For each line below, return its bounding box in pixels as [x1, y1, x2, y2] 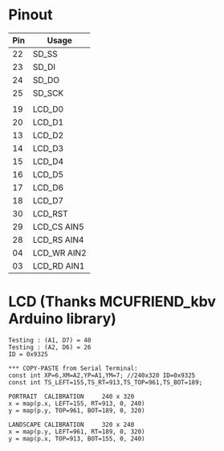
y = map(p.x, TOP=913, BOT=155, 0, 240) [8, 434, 146, 443]
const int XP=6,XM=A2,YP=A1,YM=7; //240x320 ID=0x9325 [8, 371, 196, 379]
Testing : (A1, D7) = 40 [8, 336, 92, 344]
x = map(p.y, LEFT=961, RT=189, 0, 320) [8, 428, 146, 436]
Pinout [8, 6, 54, 24]
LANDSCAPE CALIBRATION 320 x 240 [8, 420, 135, 428]
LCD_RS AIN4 [32, 234, 84, 245]
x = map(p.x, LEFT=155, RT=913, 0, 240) [8, 400, 146, 408]
